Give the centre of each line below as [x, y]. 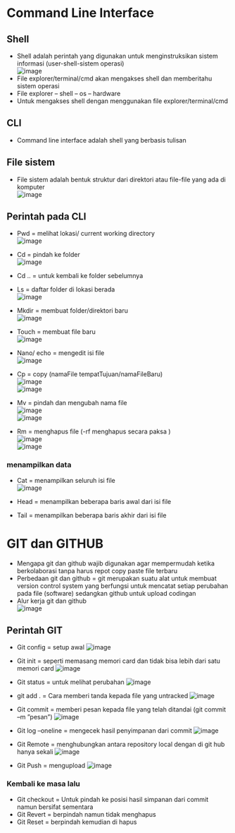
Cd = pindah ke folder [48, 255]
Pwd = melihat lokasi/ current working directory [86, 234]
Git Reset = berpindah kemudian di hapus [77, 822]
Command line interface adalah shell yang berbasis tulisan [102, 140]
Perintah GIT [35, 631]
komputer [31, 187]
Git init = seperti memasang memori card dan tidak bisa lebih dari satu [119, 661]
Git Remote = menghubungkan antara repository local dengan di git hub [121, 744]
